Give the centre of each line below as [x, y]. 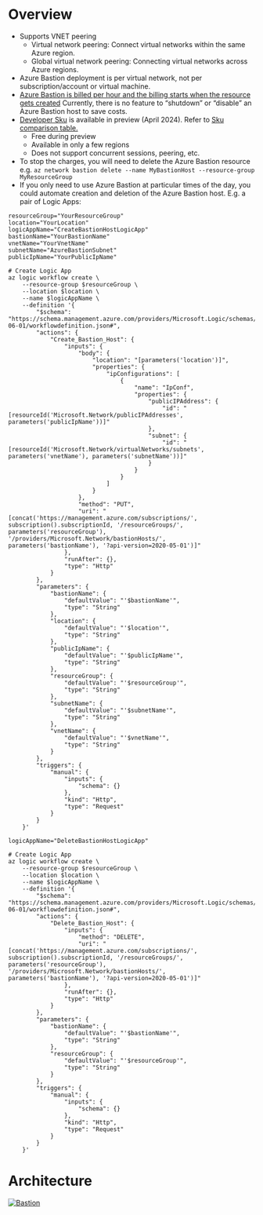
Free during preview [63, 136]
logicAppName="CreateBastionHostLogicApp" [78, 229]
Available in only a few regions [80, 144]
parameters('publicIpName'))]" [59, 421]
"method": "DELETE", [112, 937]
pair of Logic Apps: [50, 201]
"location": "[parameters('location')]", [160, 360]
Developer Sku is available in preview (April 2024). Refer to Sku [122, 119]
